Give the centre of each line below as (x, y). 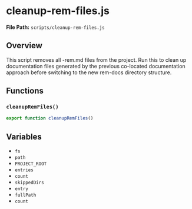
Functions (25, 91)
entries (24, 170)
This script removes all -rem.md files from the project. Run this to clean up (96, 59)
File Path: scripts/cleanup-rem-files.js (55, 27)
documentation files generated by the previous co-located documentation (96, 66)
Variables (24, 137)
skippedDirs (29, 183)
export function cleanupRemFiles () (50, 118)
